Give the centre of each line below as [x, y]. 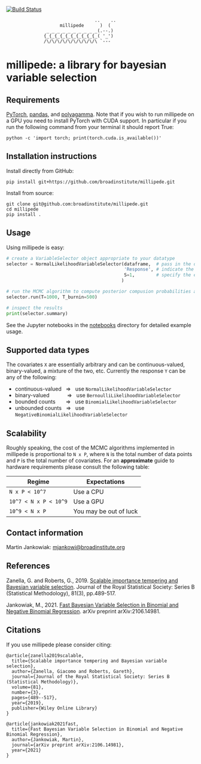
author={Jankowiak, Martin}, [48, 739]
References [28, 566]
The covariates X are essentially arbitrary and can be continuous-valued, [96, 365]
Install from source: [30, 193]
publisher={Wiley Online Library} [54, 708]
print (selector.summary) [37, 313]
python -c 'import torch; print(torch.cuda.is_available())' [84, 138]
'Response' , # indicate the [159, 269]
